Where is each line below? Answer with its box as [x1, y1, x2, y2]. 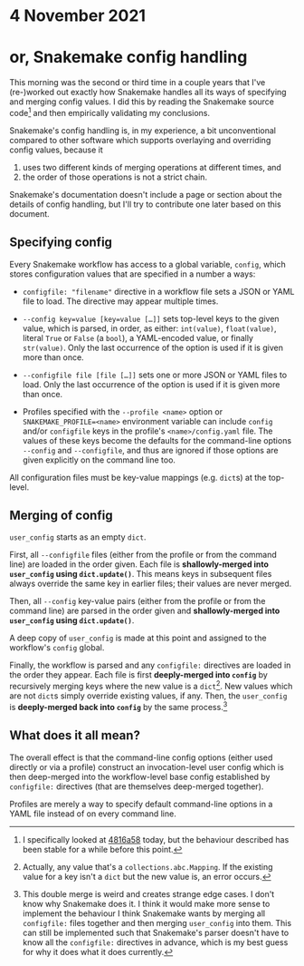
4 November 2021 [9, 5, 147, 26]
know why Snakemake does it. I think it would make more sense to [22, 898, 271, 909]
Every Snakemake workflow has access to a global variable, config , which [9, 259, 287, 269]
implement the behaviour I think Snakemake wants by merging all [22, 908, 265, 919]
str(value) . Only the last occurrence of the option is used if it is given [22, 342, 283, 353]
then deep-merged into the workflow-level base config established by [9, 771, 271, 782]
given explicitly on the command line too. [22, 454, 176, 465]
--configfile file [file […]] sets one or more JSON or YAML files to [22, 369, 288, 380]
